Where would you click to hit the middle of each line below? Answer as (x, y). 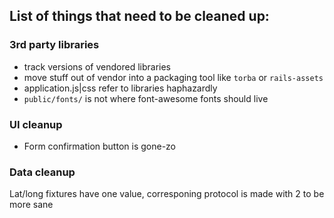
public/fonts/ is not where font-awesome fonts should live (146, 98)
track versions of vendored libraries (97, 66)
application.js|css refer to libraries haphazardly (120, 88)
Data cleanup (42, 172)
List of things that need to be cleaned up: (139, 16)
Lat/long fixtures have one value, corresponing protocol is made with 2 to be (167, 194)
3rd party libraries (54, 45)
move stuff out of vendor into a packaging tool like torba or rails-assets (173, 77)
